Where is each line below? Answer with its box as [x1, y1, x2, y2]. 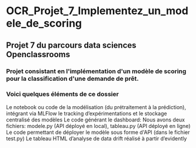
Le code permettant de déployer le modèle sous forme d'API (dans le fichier [6, 129, 190, 136]
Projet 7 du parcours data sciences [6, 40, 137, 50]
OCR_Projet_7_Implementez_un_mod [6, 4, 188, 18]
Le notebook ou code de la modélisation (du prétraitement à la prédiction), [6, 103, 187, 110]
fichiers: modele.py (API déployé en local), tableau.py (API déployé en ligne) [6, 122, 191, 129]
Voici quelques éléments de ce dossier [6, 90, 119, 98]
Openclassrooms [6, 49, 71, 60]
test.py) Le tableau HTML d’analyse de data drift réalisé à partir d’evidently [6, 134, 187, 142]
